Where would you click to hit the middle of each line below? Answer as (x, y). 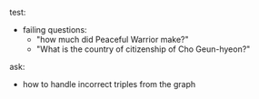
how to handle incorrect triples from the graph (109, 84)
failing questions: (55, 30)
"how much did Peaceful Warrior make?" (112, 40)
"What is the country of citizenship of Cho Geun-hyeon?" (143, 49)
